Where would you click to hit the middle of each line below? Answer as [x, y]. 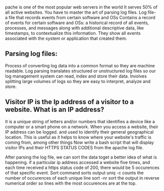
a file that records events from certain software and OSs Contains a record [80, 17]
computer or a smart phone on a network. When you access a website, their [82, 127]
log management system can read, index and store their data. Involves [76, 76]
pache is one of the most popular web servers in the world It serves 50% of [81, 7]
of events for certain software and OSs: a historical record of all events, [77, 23]
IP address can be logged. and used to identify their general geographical [79, 132]
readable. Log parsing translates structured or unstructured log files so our [81, 71]
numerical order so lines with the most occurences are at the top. [71, 183]
